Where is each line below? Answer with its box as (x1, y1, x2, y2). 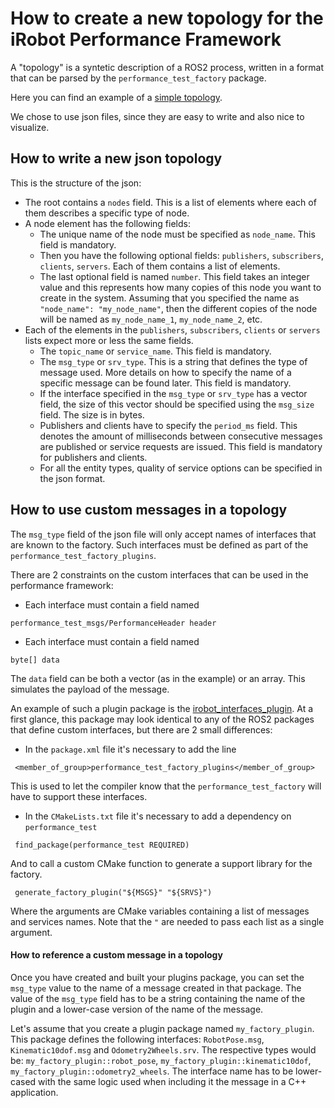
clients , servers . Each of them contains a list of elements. (39, 260, 281, 272)
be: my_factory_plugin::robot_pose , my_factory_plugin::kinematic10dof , (10, 1054, 312, 1066)
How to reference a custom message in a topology (10, 949, 223, 961)
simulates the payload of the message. (10, 683, 170, 695)
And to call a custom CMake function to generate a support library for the (10, 857, 313, 869)
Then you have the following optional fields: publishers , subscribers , (39, 249, 325, 261)
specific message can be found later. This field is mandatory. (39, 377, 292, 389)
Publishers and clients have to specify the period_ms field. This (39, 419, 298, 431)
